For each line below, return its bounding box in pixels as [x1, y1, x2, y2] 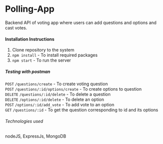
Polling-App [5, 3, 55, 15]
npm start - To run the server [12, 57, 71, 63]
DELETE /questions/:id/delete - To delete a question [5, 92, 111, 97]
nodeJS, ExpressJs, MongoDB [5, 133, 66, 139]
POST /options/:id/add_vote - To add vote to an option [5, 102, 115, 108]
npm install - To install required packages [12, 52, 98, 58]
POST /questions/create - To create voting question [5, 81, 108, 87]
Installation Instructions [5, 36, 55, 42]
